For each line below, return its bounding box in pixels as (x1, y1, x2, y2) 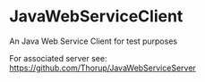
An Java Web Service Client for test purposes (9, 36, 177, 46)
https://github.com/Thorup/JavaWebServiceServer (9, 62, 197, 73)
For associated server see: (9, 53, 107, 63)
